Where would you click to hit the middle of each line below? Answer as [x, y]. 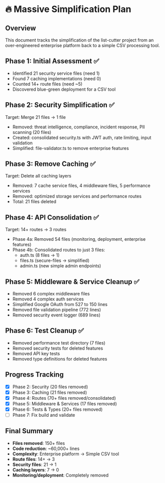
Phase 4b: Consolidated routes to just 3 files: [59, 250]
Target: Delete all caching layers [38, 176]
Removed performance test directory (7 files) [59, 343]
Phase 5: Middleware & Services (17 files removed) [65, 404]
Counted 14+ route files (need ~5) [47, 84]
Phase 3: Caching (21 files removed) [50, 392]
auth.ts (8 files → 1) [40, 255]
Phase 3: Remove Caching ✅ [50, 164]
